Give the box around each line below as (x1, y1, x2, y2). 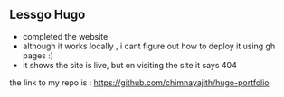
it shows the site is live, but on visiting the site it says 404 (22, 59, 237, 70)
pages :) (22, 49, 54, 61)
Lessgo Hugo (9, 7, 86, 22)
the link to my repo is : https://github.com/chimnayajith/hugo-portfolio (9, 76, 270, 88)
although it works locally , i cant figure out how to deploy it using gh (22, 40, 276, 51)
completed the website (22, 31, 109, 41)
